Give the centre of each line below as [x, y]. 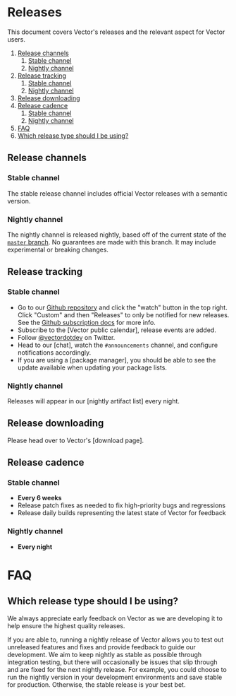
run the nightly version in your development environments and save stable [115, 677]
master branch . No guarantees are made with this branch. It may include [112, 242]
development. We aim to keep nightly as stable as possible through [105, 654]
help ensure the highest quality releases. [66, 625]
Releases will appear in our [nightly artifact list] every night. [93, 401]
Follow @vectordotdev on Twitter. [66, 337]
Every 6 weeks [39, 498]
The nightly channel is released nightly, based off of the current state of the [117, 235]
